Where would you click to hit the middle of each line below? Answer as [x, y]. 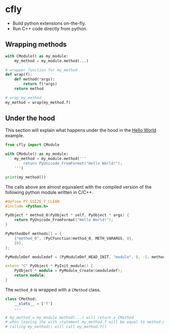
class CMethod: [21, 299]
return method [29, 89]
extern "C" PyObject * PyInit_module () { [49, 266]
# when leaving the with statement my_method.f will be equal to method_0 [85, 322]
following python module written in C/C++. [49, 192]
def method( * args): [35, 79]
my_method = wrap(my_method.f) [38, 102]
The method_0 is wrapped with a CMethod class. [53, 290]
